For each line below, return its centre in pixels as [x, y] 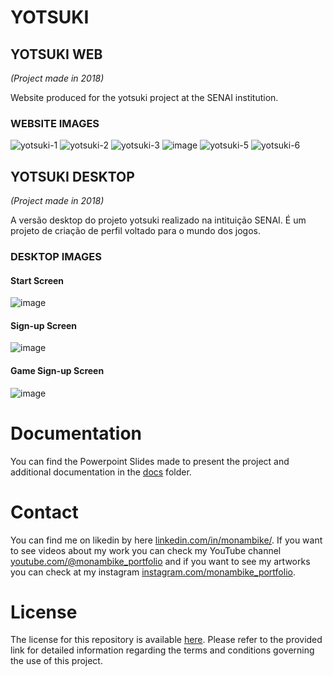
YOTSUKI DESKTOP [72, 176]
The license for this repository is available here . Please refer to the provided [166, 640]
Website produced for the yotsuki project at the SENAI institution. [144, 97]
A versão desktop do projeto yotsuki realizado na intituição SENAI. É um [158, 220]
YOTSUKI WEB [56, 54]
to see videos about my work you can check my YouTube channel [146, 550]
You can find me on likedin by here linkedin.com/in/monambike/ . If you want [166, 540]
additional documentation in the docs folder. [101, 472]
